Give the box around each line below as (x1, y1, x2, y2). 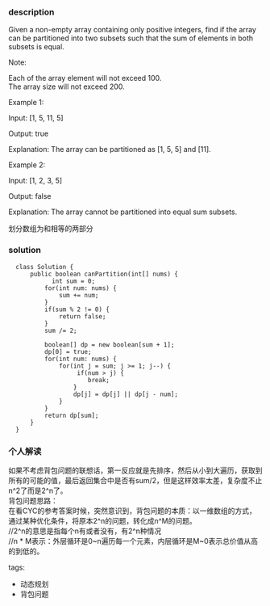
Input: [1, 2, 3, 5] (8, 176, 63, 186)
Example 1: (8, 98, 44, 107)
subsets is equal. (8, 42, 64, 52)
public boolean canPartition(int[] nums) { (29, 270, 179, 278)
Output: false (8, 191, 52, 201)
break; (87, 376, 110, 384)
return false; (59, 312, 106, 321)
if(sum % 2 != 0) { (44, 305, 110, 314)
